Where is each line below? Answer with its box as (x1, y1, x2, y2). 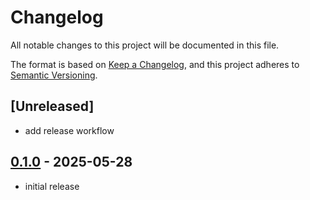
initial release (24, 180, 80, 192)
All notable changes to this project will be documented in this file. (10, 39, 280, 51)
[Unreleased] (10, 98, 95, 115)
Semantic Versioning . (10, 69, 98, 81)
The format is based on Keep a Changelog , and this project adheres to (10, 58, 300, 70)
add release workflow (24, 124, 115, 136)
